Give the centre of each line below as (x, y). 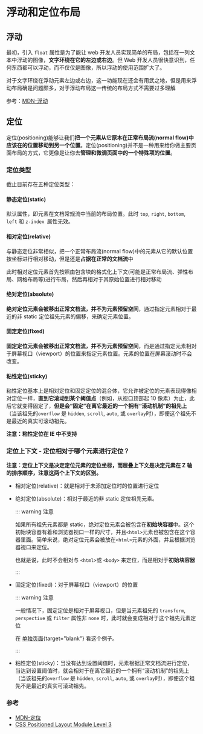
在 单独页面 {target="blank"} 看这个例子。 (66, 639)
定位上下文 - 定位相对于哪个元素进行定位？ (68, 451)
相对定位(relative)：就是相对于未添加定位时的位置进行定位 (87, 486)
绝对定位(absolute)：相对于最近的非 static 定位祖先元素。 (86, 499)
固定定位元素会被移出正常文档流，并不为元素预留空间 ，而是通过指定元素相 (99, 345)
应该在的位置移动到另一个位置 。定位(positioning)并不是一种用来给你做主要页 (101, 145)
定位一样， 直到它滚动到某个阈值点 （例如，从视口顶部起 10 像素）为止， (100, 398)
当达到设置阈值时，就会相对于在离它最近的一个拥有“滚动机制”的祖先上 (102, 671)
